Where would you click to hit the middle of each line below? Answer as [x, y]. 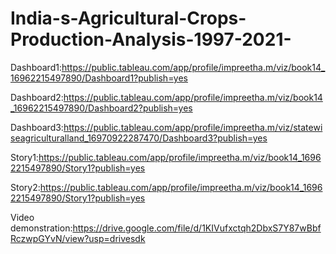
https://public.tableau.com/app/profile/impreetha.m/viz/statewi [193, 127]
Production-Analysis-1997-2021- [151, 39]
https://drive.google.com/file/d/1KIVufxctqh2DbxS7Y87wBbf [197, 228]
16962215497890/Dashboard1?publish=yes [99, 78]
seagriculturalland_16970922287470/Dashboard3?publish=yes [139, 138]
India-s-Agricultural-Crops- [128, 18]
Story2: [25, 187]
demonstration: [41, 228]
